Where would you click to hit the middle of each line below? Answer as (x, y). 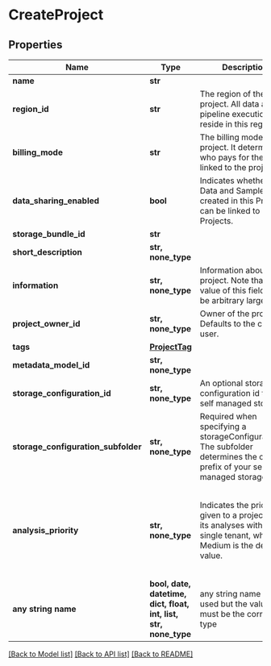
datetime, (168, 594)
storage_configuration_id (62, 393)
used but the (223, 604)
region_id (31, 109)
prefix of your (225, 467)
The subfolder (226, 447)
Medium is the (227, 545)
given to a (219, 515)
